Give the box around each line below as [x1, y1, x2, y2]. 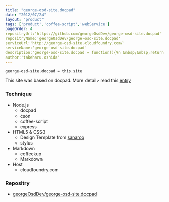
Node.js [12, 102, 29, 108]
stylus [20, 139, 33, 146]
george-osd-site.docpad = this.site [5, 69, 82, 74]
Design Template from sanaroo [20, 134, 85, 140]
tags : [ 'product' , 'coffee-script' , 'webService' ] [5, 21, 110, 27]
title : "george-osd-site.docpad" [5, 7, 76, 13]
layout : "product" [5, 17, 44, 22]
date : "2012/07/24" [5, 12, 47, 17]
